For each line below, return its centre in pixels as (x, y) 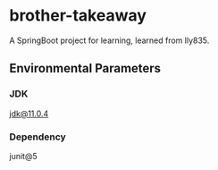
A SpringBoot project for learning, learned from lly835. (109, 40)
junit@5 (23, 156)
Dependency (38, 137)
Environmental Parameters (85, 68)
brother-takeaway (78, 16)
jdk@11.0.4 (29, 114)
